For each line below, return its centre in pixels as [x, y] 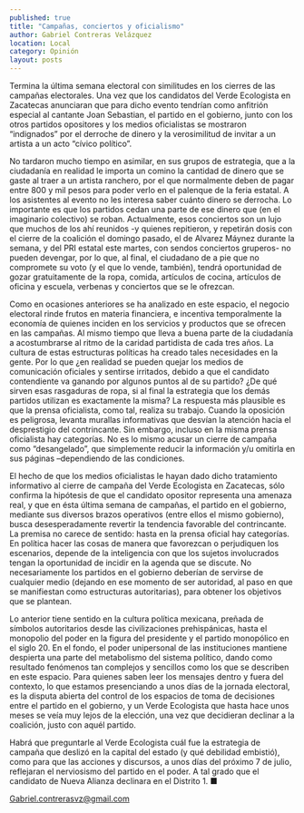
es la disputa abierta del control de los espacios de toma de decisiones [142, 696]
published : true [40, 18]
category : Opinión [44, 52]
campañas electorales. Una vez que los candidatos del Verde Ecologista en [150, 95]
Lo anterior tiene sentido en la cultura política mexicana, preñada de [137, 619]
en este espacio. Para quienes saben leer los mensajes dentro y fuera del [147, 676]
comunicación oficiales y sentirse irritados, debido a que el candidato [139, 372]
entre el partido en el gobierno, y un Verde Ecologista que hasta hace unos [149, 705]
